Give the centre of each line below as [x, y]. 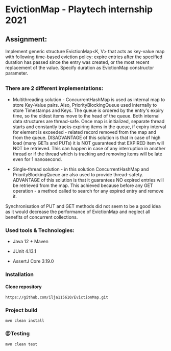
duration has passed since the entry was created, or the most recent [77, 62]
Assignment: [26, 39]
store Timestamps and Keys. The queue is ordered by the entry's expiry [88, 110]
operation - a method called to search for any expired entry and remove [88, 191]
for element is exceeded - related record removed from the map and [84, 132]
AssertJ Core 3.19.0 [33, 261]
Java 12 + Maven [30, 242]
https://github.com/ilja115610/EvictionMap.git [57, 297]
